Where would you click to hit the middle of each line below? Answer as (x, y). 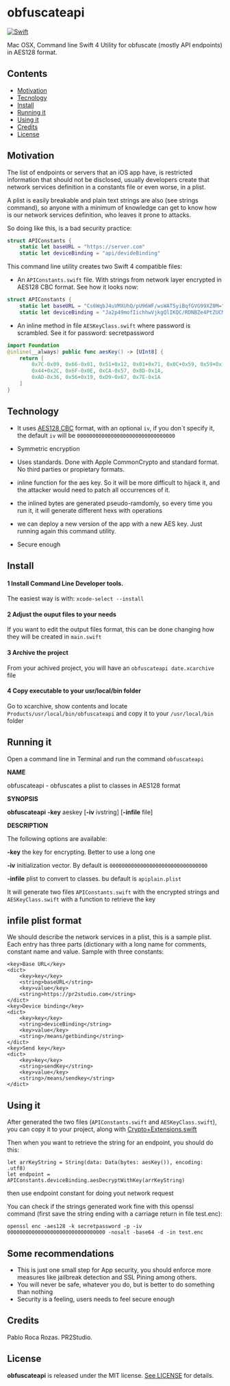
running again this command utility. (66, 531)
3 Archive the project (38, 653)
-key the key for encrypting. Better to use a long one (81, 852)
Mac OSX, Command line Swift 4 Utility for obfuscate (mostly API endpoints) (115, 45)
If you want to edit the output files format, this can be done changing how (111, 630)
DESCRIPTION (28, 825)
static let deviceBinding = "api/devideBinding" (90, 253)
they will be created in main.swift (54, 637)
